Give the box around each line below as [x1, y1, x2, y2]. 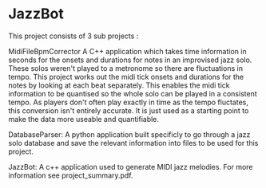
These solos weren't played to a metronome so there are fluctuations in [8, 63, 244, 72]
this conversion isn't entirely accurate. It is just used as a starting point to [8, 105, 249, 116]
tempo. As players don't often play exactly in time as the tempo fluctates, [8, 97, 249, 107]
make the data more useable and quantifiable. [8, 114, 160, 123]
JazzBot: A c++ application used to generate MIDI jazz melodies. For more [8, 162, 253, 171]
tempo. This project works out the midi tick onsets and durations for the [8, 72, 244, 81]
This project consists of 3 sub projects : [8, 31, 139, 41]
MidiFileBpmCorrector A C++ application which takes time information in [8, 46, 247, 56]
